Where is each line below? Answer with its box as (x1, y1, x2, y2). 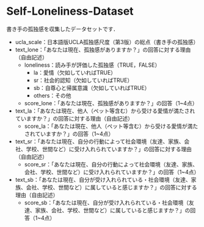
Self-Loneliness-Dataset (6, 4, 134, 18)
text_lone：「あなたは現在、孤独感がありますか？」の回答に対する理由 (15, 46, 191, 53)
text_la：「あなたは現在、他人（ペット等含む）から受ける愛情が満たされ (15, 107, 195, 114)
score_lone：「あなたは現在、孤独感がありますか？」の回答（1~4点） (24, 99, 198, 106)
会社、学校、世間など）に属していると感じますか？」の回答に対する (26, 184, 197, 191)
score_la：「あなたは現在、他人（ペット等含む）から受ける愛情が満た (24, 122, 199, 130)
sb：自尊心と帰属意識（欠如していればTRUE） (33, 84, 150, 91)
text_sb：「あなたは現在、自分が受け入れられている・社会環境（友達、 (15, 176, 191, 183)
